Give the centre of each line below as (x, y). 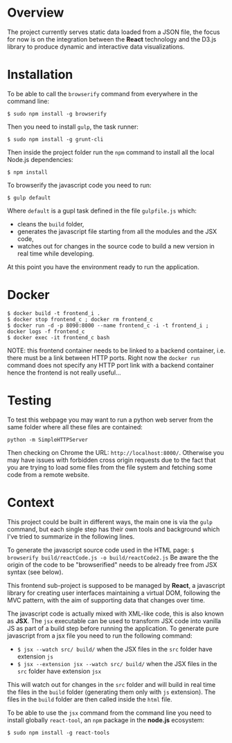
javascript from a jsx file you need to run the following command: (100, 636)
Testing (29, 400)
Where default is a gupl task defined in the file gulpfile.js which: (102, 211)
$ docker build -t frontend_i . (54, 313)
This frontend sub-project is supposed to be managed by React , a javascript (116, 585)
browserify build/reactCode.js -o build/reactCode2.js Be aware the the (113, 557)
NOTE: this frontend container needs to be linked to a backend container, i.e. (116, 350)
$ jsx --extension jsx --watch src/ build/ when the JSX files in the (117, 663)
